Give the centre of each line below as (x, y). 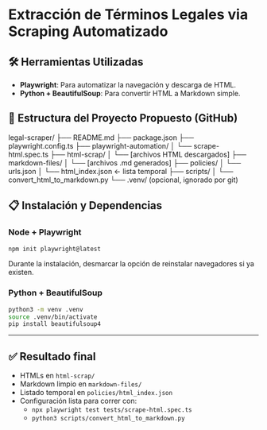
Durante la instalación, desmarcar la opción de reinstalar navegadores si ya (131, 264)
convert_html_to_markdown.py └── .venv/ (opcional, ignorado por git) (123, 180)
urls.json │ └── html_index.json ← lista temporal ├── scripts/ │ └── (121, 171)
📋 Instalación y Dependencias (85, 205)
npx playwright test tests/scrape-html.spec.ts (112, 410)
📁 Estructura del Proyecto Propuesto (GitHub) (123, 118)
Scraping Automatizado (88, 31)
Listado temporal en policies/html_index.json (96, 393)
